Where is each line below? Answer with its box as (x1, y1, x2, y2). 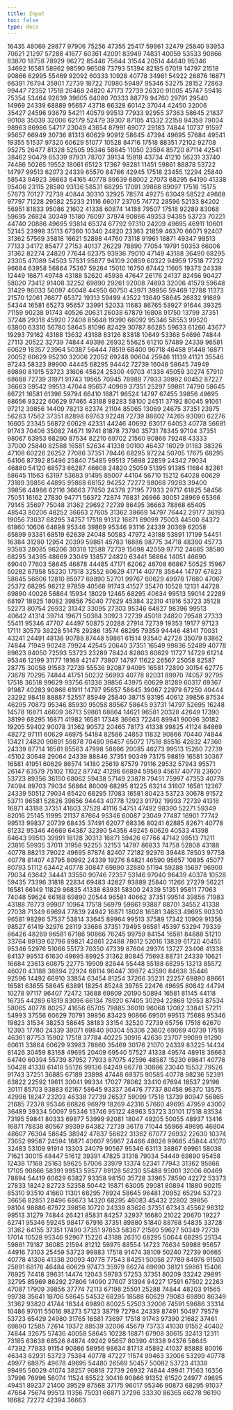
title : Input (7, 10, 45, 17)
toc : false (7, 17, 39, 24)
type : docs (7, 23, 39, 30)
